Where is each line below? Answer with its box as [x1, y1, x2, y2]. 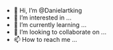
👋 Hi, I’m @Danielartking [13, 7, 82, 14]
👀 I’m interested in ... [13, 14, 72, 22]
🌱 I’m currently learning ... [13, 21, 87, 28]
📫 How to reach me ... [13, 36, 77, 43]
